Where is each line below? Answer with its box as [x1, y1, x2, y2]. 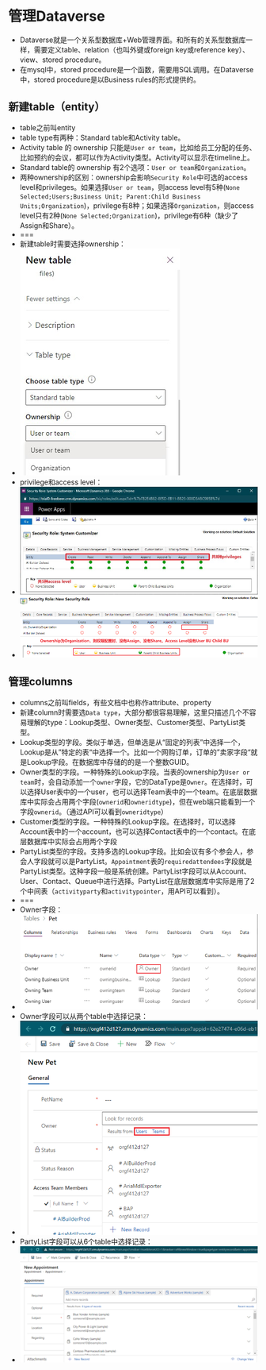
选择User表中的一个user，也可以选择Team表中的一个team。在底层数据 [26, 787, 258, 797]
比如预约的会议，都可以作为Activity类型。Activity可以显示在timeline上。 [19, 152, 255, 162]
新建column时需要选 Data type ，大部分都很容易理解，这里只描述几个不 [19, 708, 249, 717]
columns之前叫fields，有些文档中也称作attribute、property [19, 697, 212, 707]
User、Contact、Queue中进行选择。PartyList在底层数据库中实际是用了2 [19, 876, 255, 886]
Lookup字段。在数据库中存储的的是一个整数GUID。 [26, 757, 194, 766]
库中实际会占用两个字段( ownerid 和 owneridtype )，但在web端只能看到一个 [19, 797, 256, 806]
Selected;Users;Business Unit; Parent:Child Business [19, 192, 201, 201]
